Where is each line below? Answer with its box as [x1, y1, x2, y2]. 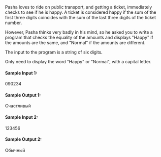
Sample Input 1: [5, 70, 37, 76]
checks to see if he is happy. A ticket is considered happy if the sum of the [5, 9, 157, 15]
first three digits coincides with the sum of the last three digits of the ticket [5, 15, 156, 20]
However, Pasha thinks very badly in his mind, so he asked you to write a [5, 29, 153, 35]
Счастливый [5, 103, 31, 109]
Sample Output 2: [5, 136, 42, 142]
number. [5, 20, 22, 26]
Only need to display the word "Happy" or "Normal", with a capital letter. [5, 59, 152, 64]
